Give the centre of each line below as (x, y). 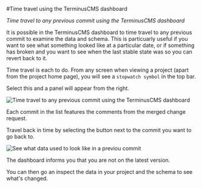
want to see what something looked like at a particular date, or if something (100, 45)
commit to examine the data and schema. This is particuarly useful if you (97, 39)
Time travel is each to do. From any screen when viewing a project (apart (98, 70)
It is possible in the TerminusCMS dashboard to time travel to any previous (99, 32)
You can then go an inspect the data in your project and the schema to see (99, 172)
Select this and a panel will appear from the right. (68, 88)
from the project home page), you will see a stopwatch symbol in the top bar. (101, 76)
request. (17, 118)
